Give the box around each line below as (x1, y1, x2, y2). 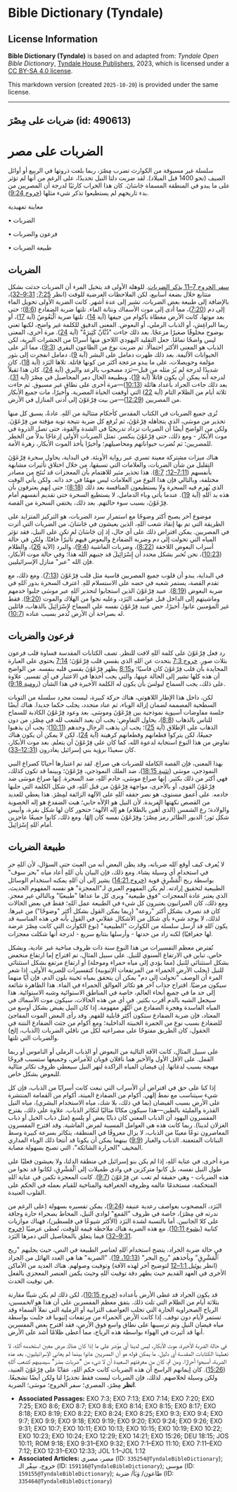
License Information (8, 33, 98, 45)
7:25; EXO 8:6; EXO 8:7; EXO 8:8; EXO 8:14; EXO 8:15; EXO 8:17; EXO (18, 1401, 217, 1410)
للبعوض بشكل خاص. (8, 1069, 62, 1078)
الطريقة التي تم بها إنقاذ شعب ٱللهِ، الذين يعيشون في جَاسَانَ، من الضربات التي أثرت (8, 519, 224, 528)
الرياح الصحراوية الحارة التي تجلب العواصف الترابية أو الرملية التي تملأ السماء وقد (8, 1305, 219, 1314)
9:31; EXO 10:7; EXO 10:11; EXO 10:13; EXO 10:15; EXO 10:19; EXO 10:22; (18, 1424, 222, 1432)
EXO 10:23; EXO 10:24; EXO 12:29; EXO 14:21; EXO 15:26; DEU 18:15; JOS (18, 1431, 229, 1440)
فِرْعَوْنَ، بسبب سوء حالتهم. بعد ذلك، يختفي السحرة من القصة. (8, 498, 168, 507)
